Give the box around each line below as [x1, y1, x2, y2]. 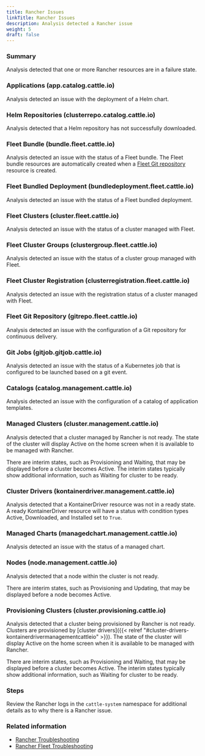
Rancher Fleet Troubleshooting [15, 742, 94, 750]
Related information [6, 722, 67, 731]
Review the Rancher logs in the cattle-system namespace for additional [6, 700, 187, 708]
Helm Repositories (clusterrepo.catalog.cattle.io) [6, 110, 156, 119]
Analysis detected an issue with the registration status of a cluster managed [6, 290, 198, 298]
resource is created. [6, 167, 57, 174]
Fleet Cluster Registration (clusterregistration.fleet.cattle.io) [6, 277, 190, 285]
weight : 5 [6, 26, 32, 33]
